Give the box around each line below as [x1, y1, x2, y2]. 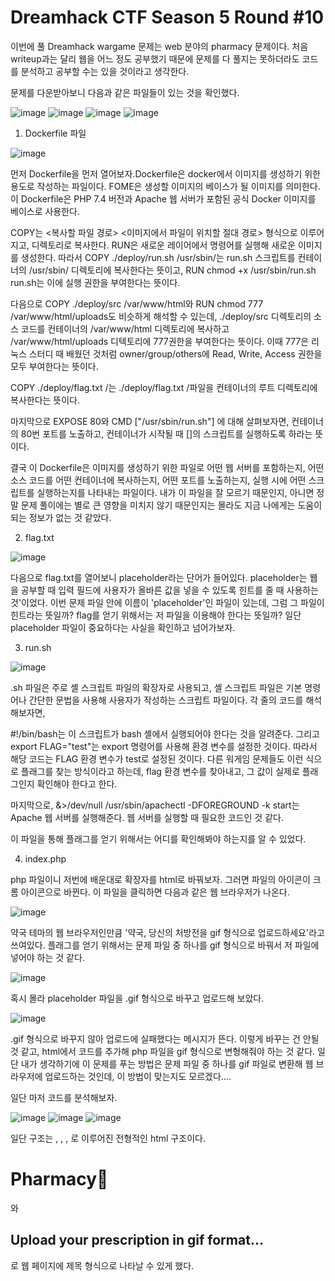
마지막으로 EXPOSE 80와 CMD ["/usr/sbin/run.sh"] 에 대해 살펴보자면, [10, 415, 290, 427]
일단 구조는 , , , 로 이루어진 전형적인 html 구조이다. [10, 1132, 206, 1144]
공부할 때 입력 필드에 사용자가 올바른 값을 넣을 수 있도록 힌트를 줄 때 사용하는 [20, 584, 320, 596]
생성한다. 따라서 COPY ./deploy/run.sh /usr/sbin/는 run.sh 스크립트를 [20, 251, 296, 263]
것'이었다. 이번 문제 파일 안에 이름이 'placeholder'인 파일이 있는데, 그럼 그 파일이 [10, 596, 325, 608]
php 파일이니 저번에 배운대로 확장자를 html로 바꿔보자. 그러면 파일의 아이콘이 [10, 873, 311, 885]
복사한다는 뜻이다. [10, 394, 81, 406]
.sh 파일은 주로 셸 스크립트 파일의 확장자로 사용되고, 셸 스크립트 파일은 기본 [10, 681, 303, 693]
